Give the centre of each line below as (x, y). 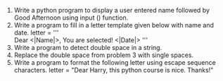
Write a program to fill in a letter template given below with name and (114, 25)
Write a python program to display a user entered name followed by (111, 10)
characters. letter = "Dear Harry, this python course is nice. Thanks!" (114, 70)
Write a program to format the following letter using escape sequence (115, 62)
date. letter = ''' (36, 32)
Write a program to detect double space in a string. (88, 48)
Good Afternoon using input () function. (71, 18)
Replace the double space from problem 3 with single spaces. (104, 55)
